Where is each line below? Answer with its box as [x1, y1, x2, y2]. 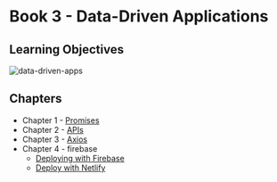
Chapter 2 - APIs [21, 124, 85, 135]
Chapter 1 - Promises [21, 114, 100, 126]
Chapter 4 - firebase [21, 143, 98, 153]
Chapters [9, 91, 62, 106]
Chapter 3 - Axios [21, 134, 87, 145]
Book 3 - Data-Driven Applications [9, 6, 269, 27]
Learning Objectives [9, 42, 125, 57]
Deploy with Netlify [35, 162, 106, 173]
